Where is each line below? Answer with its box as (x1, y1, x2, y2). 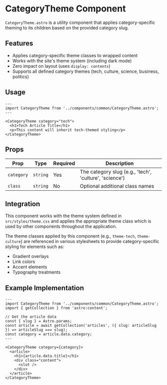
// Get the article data (5, 314, 57, 319)
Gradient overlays (12, 254, 49, 259)
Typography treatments (12, 269, 61, 275)
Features (5, 39, 33, 48)
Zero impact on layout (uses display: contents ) (12, 63, 111, 69)
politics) (12, 73, 29, 80)
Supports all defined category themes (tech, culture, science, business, (12, 68, 159, 74)
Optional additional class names (80, 183, 155, 190)
